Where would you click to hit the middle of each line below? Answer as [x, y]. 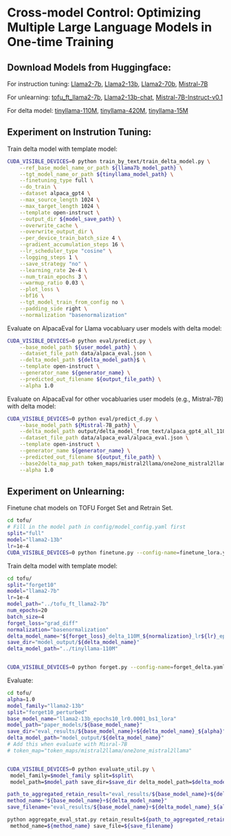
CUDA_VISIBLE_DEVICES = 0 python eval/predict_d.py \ [82, 419]
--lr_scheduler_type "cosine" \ [66, 251]
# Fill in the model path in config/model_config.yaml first [97, 527]
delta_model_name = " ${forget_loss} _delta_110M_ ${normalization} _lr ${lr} [112, 636]
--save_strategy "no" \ [54, 264]
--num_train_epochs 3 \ [54, 277]
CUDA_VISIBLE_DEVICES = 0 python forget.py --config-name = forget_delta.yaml [117, 667]
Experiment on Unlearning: [66, 491]
